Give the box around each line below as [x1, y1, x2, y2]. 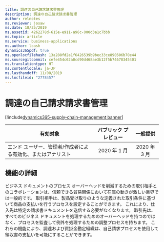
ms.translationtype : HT [5, 61, 54, 66]
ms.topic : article [5, 35, 42, 40]
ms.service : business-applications [5, 39, 78, 44]
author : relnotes [5, 16, 41, 21]
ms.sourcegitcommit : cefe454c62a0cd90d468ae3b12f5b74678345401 [5, 57, 137, 62]
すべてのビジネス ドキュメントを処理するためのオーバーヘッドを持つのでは [5, 213, 156, 219]
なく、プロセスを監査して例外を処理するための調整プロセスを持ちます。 [5, 219, 150, 225]
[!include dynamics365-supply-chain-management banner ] [5, 114, 123, 120]
